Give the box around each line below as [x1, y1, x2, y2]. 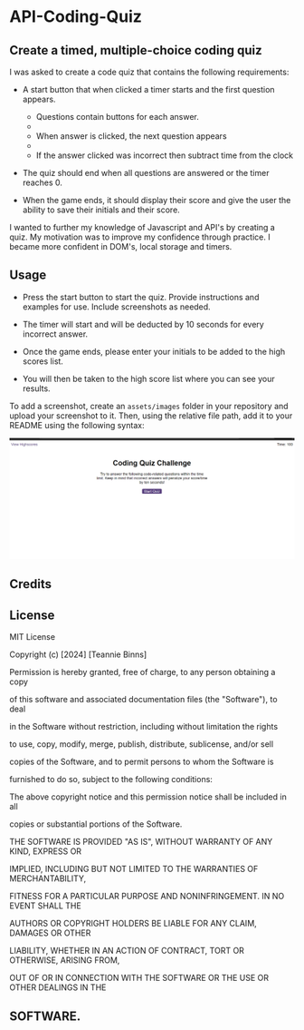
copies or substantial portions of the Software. [9, 819, 183, 829]
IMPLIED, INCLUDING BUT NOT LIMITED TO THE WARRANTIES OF [9, 864, 259, 875]
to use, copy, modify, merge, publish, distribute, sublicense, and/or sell [9, 739, 274, 750]
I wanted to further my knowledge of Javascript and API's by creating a [9, 222, 276, 232]
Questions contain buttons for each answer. [35, 112, 199, 122]
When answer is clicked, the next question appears [35, 131, 228, 142]
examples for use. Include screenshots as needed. [22, 301, 211, 312]
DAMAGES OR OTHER [9, 927, 91, 938]
